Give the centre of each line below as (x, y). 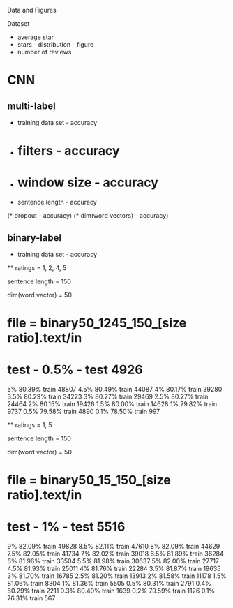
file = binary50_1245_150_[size (97, 323)
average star (36, 37)
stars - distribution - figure (55, 44)
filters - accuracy (68, 151)
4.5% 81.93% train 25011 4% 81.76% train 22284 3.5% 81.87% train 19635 (114, 569)
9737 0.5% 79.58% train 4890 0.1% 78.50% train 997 (84, 412)
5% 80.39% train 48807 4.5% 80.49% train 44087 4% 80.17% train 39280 (115, 390)
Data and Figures (32, 10)
